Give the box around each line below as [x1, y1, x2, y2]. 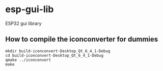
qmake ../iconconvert [5, 57, 51, 62]
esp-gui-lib [5, 4, 54, 15]
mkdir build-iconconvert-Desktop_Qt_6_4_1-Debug [5, 48, 111, 54]
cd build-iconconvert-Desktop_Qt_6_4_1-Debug [5, 53, 103, 58]
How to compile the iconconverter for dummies [5, 35, 158, 44]
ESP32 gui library [5, 20, 42, 26]
